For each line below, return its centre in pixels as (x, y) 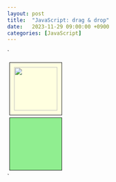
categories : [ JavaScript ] (44, 33)
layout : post (26, 14)
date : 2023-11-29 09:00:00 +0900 (58, 26)
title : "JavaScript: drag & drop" (58, 20)
